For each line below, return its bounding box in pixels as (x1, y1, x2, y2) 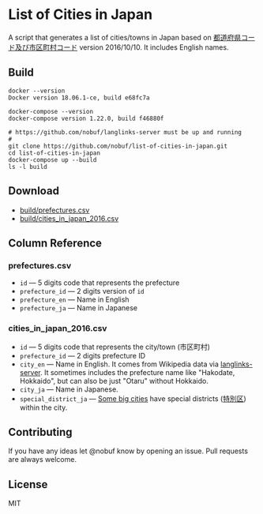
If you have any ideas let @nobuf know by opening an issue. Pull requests (8, 446, 249, 456)
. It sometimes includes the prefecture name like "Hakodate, (40, 367, 235, 377)
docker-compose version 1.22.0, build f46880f (8, 114, 164, 122)
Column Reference (8, 236, 103, 249)
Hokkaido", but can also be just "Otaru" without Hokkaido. (19, 376, 209, 385)
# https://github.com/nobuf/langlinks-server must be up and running (8, 128, 242, 136)
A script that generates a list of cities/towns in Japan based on (8, 32, 212, 42)
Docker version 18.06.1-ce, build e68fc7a (8, 93, 150, 102)
